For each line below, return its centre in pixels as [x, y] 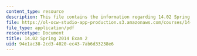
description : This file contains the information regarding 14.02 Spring [98, 17]
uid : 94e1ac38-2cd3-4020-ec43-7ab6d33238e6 [60, 44]
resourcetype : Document [35, 33]
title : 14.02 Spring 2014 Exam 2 [47, 38]
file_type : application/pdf [40, 28]
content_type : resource [35, 11]
